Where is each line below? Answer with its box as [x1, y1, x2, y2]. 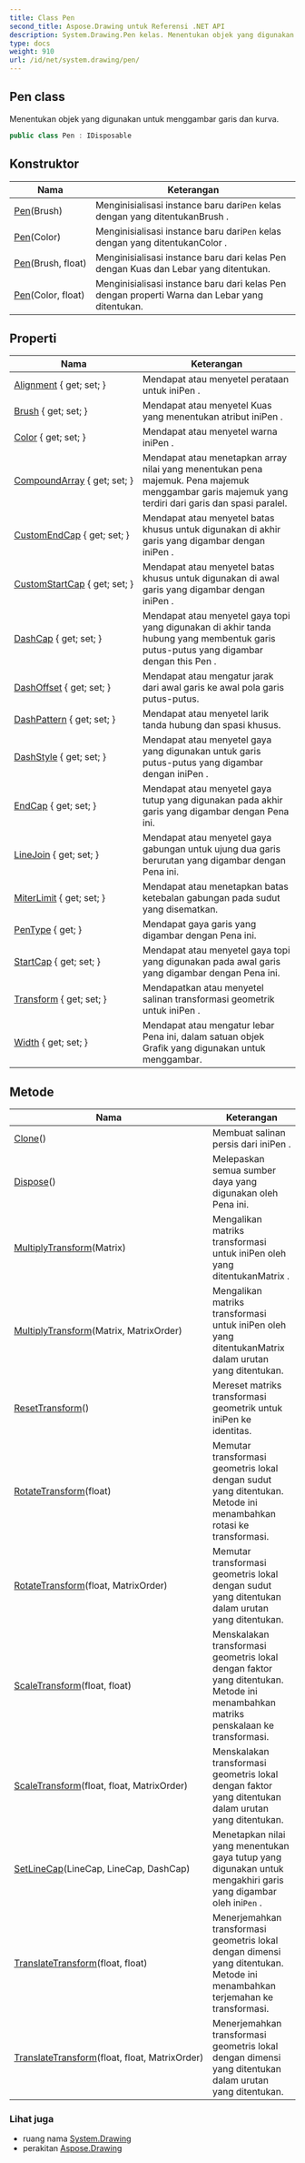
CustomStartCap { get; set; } [14, 578, 134, 591]
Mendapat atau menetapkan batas [142, 880, 289, 893]
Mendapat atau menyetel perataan [142, 373, 290, 386]
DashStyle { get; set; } [14, 751, 107, 763]
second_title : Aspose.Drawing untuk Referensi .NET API [9, 22, 225, 31]
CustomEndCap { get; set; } [14, 529, 130, 541]
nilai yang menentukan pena [142, 463, 263, 476]
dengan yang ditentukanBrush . [94, 210, 230, 223]
